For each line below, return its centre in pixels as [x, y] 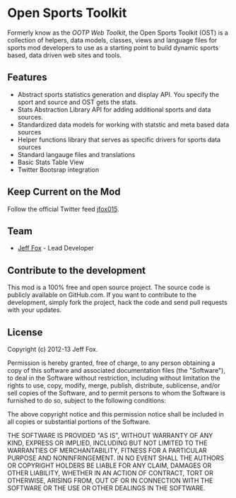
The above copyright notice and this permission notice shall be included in [116, 414]
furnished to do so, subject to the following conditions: [87, 400]
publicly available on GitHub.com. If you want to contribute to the [102, 295]
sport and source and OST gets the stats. [77, 102]
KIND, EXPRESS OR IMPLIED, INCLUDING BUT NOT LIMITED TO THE [107, 443]
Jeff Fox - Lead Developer [55, 248]
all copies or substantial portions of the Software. [79, 422]
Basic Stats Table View [51, 162]
